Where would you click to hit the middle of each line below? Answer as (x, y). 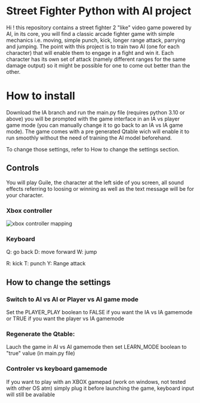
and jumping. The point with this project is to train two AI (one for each (93, 46)
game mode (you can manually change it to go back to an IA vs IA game (95, 125)
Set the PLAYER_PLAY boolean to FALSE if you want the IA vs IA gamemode (99, 312)
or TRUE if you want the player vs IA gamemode (65, 318)
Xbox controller (29, 210)
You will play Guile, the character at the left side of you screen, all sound (95, 182)
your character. (25, 195)
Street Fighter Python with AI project (99, 11)
